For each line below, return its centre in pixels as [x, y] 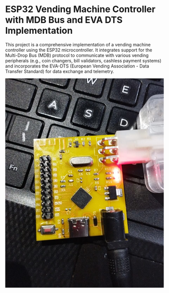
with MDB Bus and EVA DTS [64, 20]
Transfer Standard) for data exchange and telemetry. [60, 71]
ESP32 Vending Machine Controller [80, 9]
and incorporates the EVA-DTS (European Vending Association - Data [77, 66]
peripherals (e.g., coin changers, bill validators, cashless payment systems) [83, 60]
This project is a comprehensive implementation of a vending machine [78, 44]
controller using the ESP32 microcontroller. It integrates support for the [79, 50]
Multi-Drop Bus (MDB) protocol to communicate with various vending [77, 55]
